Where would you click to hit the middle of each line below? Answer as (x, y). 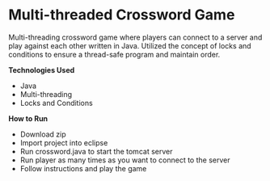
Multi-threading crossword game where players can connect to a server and (135, 37)
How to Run (28, 118)
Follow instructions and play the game (83, 168)
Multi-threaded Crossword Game (122, 15)
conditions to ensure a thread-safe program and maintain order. (114, 54)
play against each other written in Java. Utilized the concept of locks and (130, 45)
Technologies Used (42, 69)
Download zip (43, 134)
